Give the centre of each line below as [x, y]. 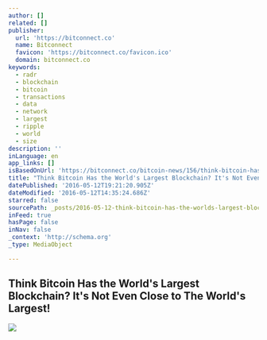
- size [26, 141]
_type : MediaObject [41, 245]
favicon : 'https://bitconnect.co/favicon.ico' [94, 52]
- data [26, 104]
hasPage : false [33, 222]
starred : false [33, 200]
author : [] [26, 15]
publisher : [26, 30]
